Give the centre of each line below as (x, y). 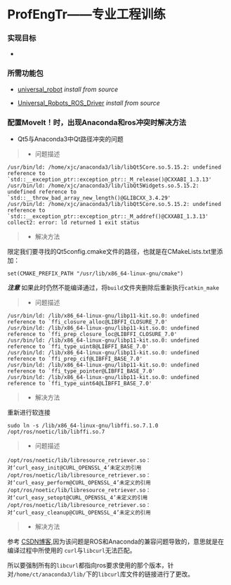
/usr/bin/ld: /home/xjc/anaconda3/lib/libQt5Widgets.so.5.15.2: (103, 186)
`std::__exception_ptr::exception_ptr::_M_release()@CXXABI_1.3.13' (110, 180)
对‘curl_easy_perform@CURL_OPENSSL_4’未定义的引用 (79, 483)
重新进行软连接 (29, 413)
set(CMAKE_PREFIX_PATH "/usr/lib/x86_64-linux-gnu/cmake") (95, 274)
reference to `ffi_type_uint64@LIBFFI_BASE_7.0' (80, 384)
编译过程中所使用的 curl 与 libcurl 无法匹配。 (72, 551)
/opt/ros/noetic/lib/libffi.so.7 (56, 432)
